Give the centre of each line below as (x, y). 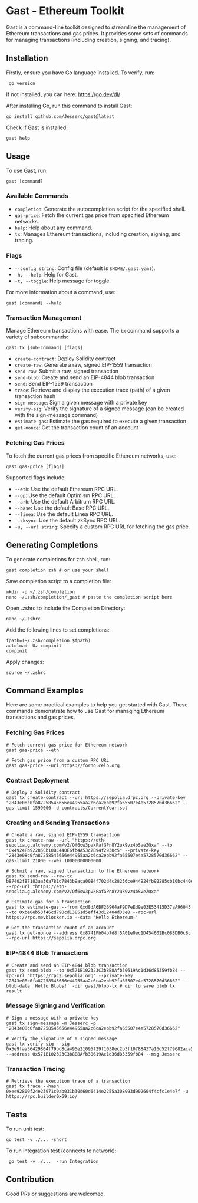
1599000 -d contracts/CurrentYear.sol (80, 808)
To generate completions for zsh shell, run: (58, 559)
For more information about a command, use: (61, 292)
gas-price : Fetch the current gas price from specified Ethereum (92, 215)
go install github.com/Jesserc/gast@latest (60, 116)
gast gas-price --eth (33, 750)
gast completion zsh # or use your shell (58, 570)
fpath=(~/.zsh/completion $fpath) (49, 640)
